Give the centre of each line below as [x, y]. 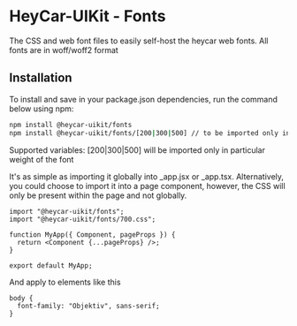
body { [21, 298]
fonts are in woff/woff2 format [64, 49]
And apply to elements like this [65, 282]
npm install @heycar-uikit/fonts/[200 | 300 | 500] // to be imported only [144, 133]
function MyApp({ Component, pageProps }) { [92, 235]
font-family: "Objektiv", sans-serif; [89, 306]
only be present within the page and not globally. [98, 195]
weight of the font [42, 159]
